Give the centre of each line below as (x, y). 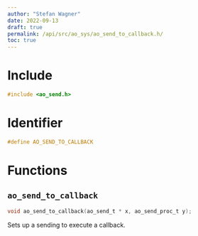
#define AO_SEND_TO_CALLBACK (50, 142)
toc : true (22, 41)
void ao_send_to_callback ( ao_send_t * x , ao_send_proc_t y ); (100, 211)
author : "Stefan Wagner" (44, 14)
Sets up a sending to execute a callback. (66, 225)
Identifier (35, 123)
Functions (37, 170)
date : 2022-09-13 (33, 21)
